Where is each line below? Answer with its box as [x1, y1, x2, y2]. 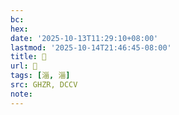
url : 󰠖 [10, 61, 38, 71]
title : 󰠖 [10, 52, 47, 62]
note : [10, 89, 33, 99]
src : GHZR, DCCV [10, 80, 78, 90]
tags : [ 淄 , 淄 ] [10, 71, 71, 81]
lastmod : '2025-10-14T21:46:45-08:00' [10, 42, 172, 53]
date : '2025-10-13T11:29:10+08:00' [10, 33, 159, 43]
